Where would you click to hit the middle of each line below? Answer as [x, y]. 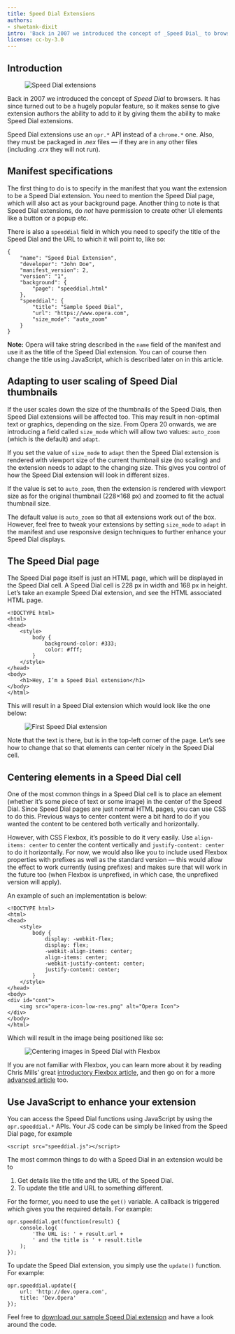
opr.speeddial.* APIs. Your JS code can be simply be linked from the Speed [117, 1126]
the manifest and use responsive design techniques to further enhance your [116, 531]
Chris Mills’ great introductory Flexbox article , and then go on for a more [111, 1073]
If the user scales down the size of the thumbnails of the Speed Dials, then [114, 409]
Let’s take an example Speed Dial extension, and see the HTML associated [115, 593]
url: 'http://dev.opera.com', [64, 1292]
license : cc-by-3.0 [36, 40]
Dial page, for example [40, 1134]
